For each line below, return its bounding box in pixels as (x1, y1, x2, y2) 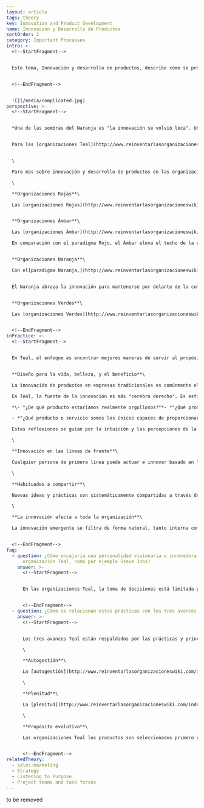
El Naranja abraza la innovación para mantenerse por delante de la (12, 284, 189, 290)
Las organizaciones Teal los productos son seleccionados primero (22, 734, 194, 740)
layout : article (6, 9, 47, 15)
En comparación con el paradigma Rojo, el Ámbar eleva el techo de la (12, 240, 194, 247)
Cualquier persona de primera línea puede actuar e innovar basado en (12, 459, 194, 465)
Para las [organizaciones (12, 141, 78, 148)
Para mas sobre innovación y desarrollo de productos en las (12, 169, 170, 175)
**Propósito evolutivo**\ (22, 723, 88, 729)
